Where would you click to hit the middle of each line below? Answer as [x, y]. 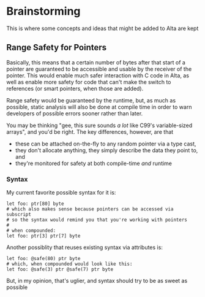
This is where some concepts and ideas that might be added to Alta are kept [102, 28]
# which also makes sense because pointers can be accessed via [90, 209]
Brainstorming [43, 11]
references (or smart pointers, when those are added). [75, 88]
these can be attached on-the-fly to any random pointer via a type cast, [106, 144]
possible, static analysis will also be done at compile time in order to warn [99, 107]
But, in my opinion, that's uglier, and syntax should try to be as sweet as [97, 281]
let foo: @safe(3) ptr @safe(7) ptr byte [60, 269]
